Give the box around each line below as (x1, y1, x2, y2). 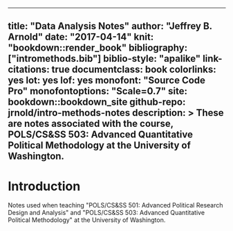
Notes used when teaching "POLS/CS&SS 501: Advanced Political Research (8, 201, 223, 209)
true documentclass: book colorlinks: (51, 64, 216, 76)
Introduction (8, 178, 81, 194)
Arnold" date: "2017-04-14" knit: (8, 31, 154, 43)
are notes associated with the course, (8, 118, 174, 130)
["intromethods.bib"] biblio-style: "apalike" (8, 53, 201, 65)
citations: (8, 64, 50, 76)
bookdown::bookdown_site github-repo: (8, 96, 186, 108)
